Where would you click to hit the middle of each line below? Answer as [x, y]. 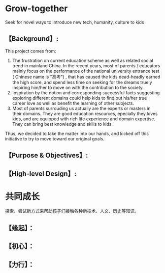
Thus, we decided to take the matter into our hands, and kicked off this [77, 134]
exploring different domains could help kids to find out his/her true [80, 98]
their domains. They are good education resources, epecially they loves [85, 113]
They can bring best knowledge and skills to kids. [63, 124]
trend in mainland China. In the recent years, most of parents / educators [86, 66]
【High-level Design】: [41, 174]
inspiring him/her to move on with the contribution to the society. [78, 87]
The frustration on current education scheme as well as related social [83, 60]
